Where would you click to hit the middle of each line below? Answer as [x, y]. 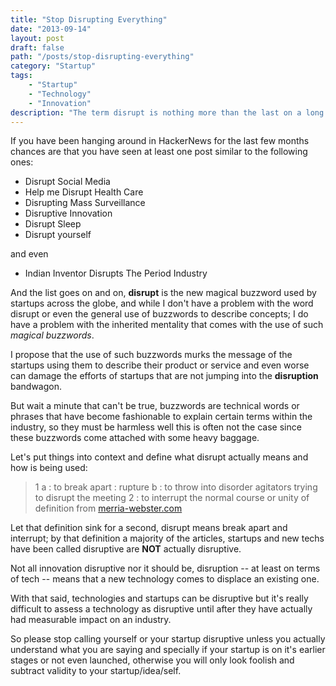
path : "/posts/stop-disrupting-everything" [102, 57]
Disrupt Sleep [53, 224]
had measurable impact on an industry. [91, 620]
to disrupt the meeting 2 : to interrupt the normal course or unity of [172, 498]
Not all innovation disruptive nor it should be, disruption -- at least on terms [165, 568]
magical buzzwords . [52, 335]
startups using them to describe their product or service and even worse [160, 365]
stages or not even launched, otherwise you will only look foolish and [152, 660]
